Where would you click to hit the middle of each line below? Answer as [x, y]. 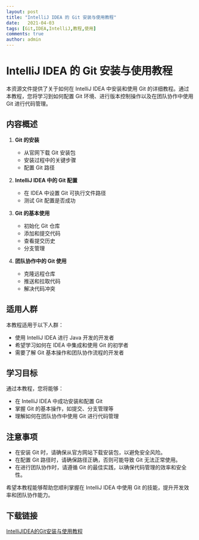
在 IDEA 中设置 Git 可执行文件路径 [65, 193]
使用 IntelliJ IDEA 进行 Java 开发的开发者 [64, 337]
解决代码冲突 [39, 288]
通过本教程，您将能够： [35, 389]
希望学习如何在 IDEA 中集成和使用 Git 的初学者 [71, 345]
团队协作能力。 [35, 495]
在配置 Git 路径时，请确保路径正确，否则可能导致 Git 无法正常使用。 [98, 460]
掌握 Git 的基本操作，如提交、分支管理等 [64, 409]
